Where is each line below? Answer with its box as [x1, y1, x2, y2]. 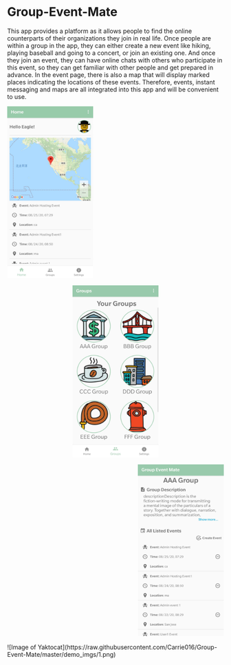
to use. [7, 92, 27, 100]
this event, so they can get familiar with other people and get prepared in [7, 63, 214, 71]
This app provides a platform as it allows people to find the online [7, 27, 192, 35]
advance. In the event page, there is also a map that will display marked [7, 70, 210, 79]
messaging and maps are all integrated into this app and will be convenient [7, 85, 219, 93]
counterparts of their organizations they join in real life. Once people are [7, 34, 212, 42]
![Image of [7, 643, 36, 651]
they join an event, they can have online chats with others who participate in [7, 56, 223, 64]
